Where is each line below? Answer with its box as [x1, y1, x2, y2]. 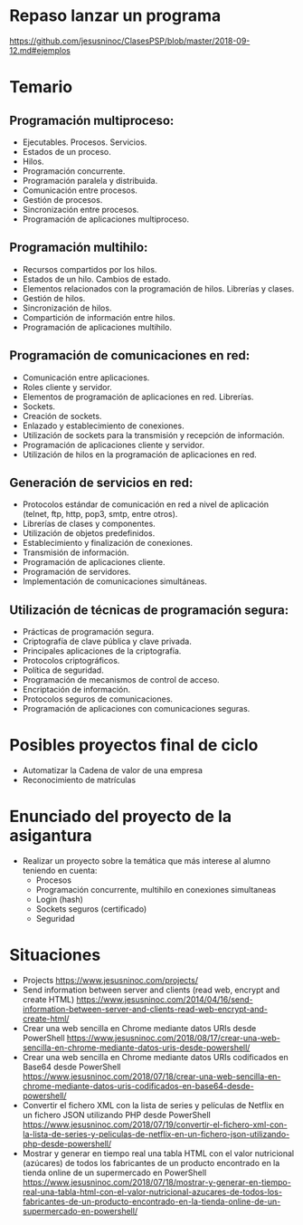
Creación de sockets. [22, 410, 102, 421]
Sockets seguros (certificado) [35, 904, 147, 914]
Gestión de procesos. [22, 194, 103, 205]
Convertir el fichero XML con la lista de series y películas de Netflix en [22, 1100, 285, 1110]
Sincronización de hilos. [22, 302, 112, 313]
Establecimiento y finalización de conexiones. [22, 538, 193, 549]
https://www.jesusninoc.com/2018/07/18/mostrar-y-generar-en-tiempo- [22, 1177, 291, 1187]
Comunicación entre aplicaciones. [22, 372, 150, 383]
